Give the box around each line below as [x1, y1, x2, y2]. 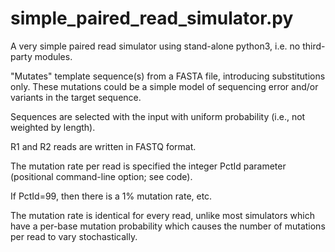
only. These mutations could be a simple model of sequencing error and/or [10, 80, 319, 92]
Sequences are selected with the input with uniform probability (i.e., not [10, 110, 306, 122]
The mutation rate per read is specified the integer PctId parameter [10, 160, 287, 172]
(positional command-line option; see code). [10, 170, 193, 182]
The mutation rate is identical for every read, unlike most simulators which [10, 209, 315, 221]
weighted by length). [10, 121, 96, 133]
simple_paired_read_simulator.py [10, 7, 294, 30]
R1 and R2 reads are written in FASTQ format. [10, 140, 197, 152]
